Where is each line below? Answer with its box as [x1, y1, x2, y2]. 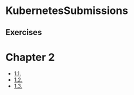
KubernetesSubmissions [5, 4, 128, 17]
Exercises [5, 27, 42, 37]
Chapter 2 [5, 51, 55, 64]
